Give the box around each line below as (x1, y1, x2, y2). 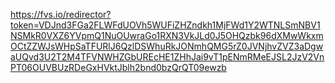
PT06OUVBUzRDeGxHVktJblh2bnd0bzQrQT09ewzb (10, 62, 227, 73)
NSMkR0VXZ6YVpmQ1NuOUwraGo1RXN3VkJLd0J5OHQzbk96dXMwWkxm (10, 30, 324, 41)
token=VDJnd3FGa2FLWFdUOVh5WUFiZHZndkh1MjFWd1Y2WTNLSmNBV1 (10, 19, 321, 31)
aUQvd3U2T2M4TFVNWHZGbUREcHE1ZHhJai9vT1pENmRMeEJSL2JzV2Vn (10, 51, 325, 63)
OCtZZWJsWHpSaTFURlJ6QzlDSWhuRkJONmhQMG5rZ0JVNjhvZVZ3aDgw (10, 40, 324, 52)
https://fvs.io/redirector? (10, 9, 112, 20)
